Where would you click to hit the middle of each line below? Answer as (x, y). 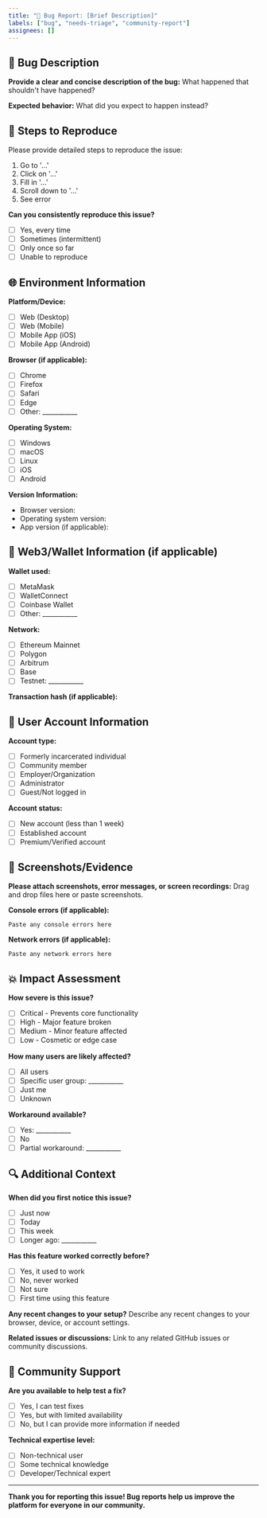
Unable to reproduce (54, 257)
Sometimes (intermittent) (60, 239)
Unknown (35, 1099)
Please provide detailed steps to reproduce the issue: (95, 150)
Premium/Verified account (62, 841)
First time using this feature (64, 1298)
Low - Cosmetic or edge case (68, 1040)
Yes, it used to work (52, 1271)
